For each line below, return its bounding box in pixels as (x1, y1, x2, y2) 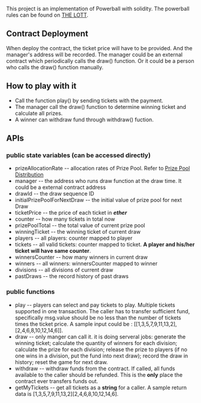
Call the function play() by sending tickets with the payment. (14, 97, 163, 104)
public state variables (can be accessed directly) (6, 151, 151, 159)
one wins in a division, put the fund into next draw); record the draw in (14, 352, 188, 359)
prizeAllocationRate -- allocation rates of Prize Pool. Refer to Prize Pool (14, 164, 190, 172)
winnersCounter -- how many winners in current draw (14, 254, 148, 261)
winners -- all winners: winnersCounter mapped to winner (14, 260, 158, 267)
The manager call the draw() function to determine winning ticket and (14, 103, 187, 110)
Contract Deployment (6, 29, 89, 39)
